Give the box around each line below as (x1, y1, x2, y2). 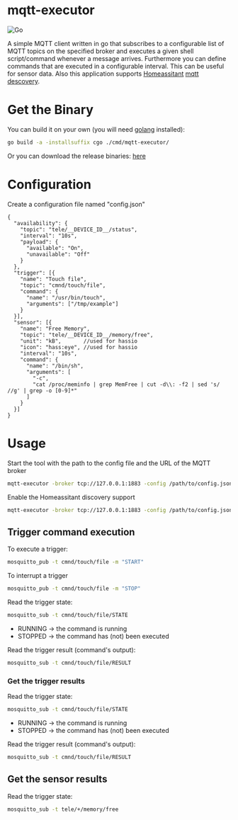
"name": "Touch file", (20, 275, 87, 283)
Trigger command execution (7, 526, 135, 538)
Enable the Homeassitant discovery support (7, 493, 136, 501)
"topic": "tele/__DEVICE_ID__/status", (20, 226, 138, 233)
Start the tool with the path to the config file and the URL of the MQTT (7, 459, 211, 467)
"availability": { (13, 220, 69, 227)
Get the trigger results (7, 676, 85, 685)
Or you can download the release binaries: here (7, 152, 147, 160)
